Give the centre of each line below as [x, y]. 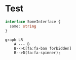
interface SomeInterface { [33, 22]
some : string [23, 26]
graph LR [14, 40]
